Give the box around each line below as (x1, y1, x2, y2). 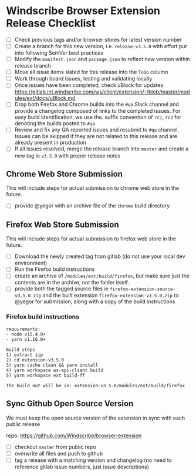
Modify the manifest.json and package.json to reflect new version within (14, 56, 190, 63)
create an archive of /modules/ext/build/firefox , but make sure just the (14, 272, 190, 280)
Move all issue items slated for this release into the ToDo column (14, 69, 168, 76)
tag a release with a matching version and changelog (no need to (14, 457, 172, 464)
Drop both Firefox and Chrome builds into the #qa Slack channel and (14, 101, 179, 108)
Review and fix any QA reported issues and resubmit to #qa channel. (14, 126, 179, 133)
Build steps (6, 347, 35, 353)
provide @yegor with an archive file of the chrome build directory (14, 202, 170, 209)
